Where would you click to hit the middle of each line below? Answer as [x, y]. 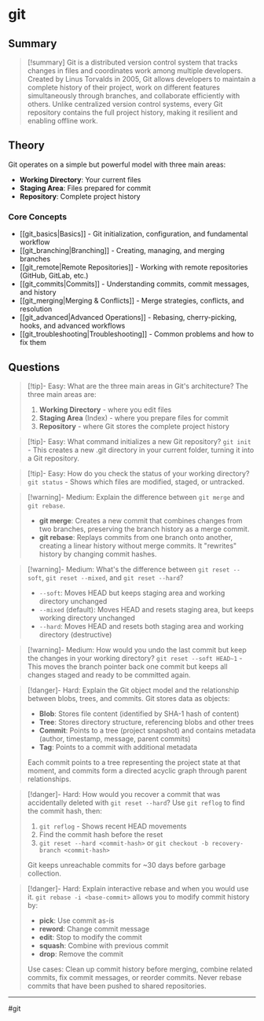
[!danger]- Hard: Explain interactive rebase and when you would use [138, 888]
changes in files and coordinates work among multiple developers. [135, 71]
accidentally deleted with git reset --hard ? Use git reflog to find [136, 802]
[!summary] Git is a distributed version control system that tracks [132, 62]
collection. [44, 873]
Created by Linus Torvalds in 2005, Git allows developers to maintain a [141, 79]
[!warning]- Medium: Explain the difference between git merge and [136, 497]
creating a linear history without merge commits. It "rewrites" [138, 545]
